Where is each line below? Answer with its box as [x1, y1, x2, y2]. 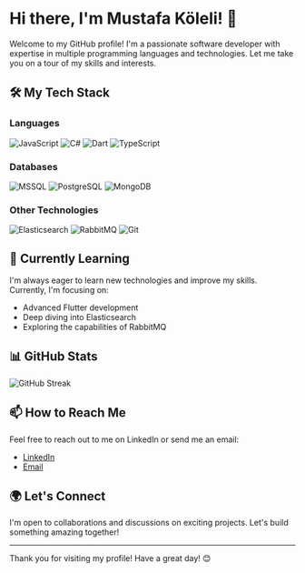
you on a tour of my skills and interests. [9, 57, 157, 68]
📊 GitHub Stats [9, 349, 98, 365]
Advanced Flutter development [22, 302, 139, 313]
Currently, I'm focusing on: [9, 285, 109, 296]
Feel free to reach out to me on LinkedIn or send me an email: [9, 434, 240, 445]
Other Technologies [9, 204, 99, 216]
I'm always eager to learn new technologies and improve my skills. [9, 275, 258, 286]
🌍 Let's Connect [9, 488, 106, 504]
